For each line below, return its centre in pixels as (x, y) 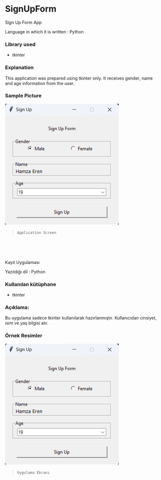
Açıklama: (17, 308)
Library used (20, 44)
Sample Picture (24, 96)
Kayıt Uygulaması (22, 262)
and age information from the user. (40, 83)
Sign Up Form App (24, 22)
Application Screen (37, 232)
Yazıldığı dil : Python (25, 272)
